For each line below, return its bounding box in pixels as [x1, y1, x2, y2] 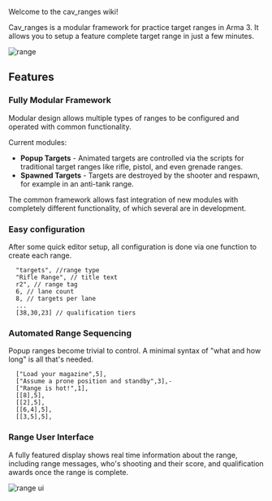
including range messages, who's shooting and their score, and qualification [8, 458, 264, 469]
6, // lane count [15, 287, 75, 295]
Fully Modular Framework [8, 95, 112, 106]
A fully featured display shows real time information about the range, [8, 450, 238, 460]
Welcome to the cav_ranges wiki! [8, 7, 119, 16]
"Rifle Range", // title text [15, 273, 118, 281]
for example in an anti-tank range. [19, 178, 134, 189]
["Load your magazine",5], [15, 370, 107, 379]
